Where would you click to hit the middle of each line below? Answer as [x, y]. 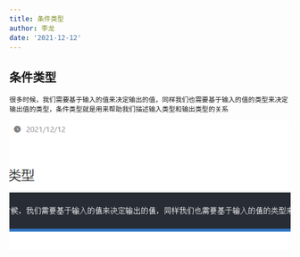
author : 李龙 [32, 28]
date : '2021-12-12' [46, 37]
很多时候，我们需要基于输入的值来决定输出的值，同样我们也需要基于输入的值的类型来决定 [149, 100]
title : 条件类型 [37, 19]
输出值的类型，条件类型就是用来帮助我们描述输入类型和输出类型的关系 [119, 110]
